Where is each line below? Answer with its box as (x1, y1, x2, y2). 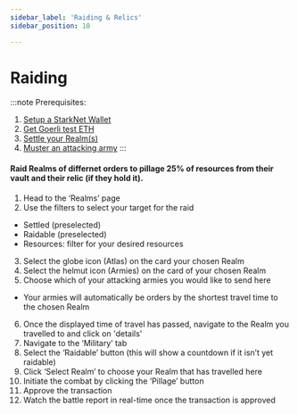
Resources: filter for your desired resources (22, 238, 184, 249)
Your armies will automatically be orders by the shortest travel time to (22, 292, 279, 302)
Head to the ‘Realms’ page (22, 193, 121, 203)
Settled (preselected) (22, 219, 102, 230)
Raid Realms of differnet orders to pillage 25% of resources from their (10, 163, 275, 174)
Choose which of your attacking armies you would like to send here (22, 274, 271, 286)
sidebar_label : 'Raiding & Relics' (10, 12, 143, 22)
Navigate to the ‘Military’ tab (22, 337, 128, 348)
